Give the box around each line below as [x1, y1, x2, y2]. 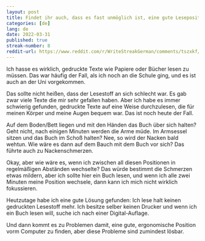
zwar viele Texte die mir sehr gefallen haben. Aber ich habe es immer [6, 96, 181, 103]
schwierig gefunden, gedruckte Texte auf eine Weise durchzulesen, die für [6, 103, 195, 110]
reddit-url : [6, 49, 37, 55]
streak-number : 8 [6, 43, 51, 49]
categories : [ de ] [6, 20, 51, 26]
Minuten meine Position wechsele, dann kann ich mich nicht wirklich [6, 178, 178, 186]
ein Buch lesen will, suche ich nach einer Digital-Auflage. [6, 209, 149, 217]
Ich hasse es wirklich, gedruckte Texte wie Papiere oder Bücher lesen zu [6, 65, 189, 72]
